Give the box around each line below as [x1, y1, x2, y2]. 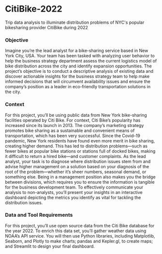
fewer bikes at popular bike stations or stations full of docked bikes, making [5, 148, 156, 154]
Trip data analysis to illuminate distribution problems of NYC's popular [5, 19, 145, 25]
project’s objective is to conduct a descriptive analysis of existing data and [5, 68, 154, 74]
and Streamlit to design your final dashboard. [5, 243, 95, 249]
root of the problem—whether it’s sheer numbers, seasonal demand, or [5, 169, 147, 175]
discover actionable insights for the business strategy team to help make [5, 74, 150, 79]
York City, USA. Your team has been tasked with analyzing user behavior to [5, 53, 155, 59]
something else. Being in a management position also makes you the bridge [5, 174, 156, 180]
